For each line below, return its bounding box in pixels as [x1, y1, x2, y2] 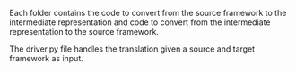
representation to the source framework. [9, 27, 160, 36]
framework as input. [9, 53, 83, 63]
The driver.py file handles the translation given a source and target [9, 44, 256, 54]
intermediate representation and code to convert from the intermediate [9, 17, 271, 28]
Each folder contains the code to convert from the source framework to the [9, 8, 287, 18]
